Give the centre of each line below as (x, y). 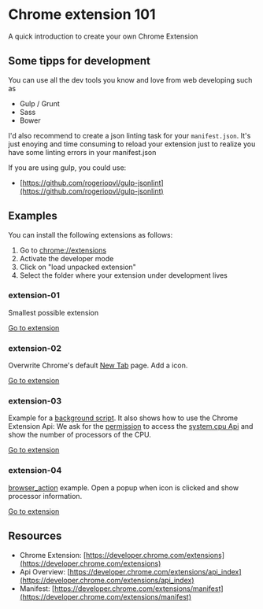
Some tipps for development (80, 61)
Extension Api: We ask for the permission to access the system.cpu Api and (131, 426)
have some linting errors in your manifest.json (82, 152)
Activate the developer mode (67, 258)
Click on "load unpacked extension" (78, 267)
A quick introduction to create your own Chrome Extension (103, 36)
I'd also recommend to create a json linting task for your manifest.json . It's (130, 135)
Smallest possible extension (54, 312)
